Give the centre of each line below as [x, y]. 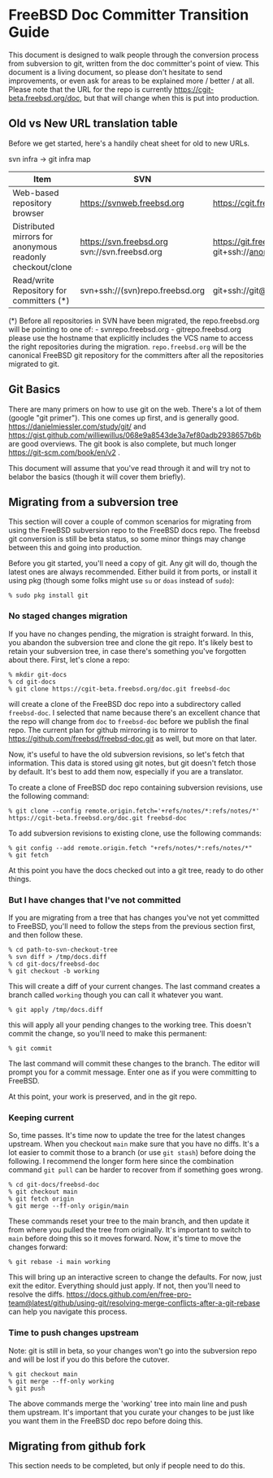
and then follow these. [45, 935]
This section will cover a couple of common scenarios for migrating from [130, 521]
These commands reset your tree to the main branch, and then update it [129, 1221]
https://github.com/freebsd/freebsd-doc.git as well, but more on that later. [133, 739]
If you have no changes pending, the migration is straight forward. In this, [131, 634]
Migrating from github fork [77, 1446]
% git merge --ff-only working [61, 1381]
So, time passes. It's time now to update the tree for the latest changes [127, 1136]
